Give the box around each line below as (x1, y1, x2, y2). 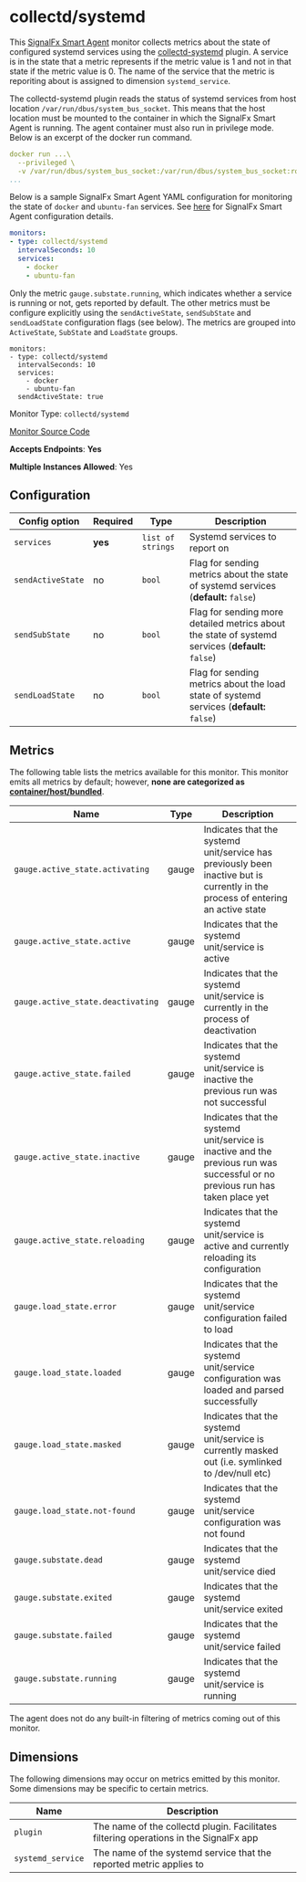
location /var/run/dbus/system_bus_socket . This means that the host (9, 102, 266, 113)
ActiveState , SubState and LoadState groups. (9, 326, 178, 337)
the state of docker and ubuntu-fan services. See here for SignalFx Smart (9, 201, 282, 212)
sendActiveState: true (17, 392, 104, 401)
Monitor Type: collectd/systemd (9, 408, 130, 419)
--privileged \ (17, 158, 76, 167)
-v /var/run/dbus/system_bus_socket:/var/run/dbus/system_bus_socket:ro (17, 166, 300, 175)
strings (141, 541, 176, 552)
